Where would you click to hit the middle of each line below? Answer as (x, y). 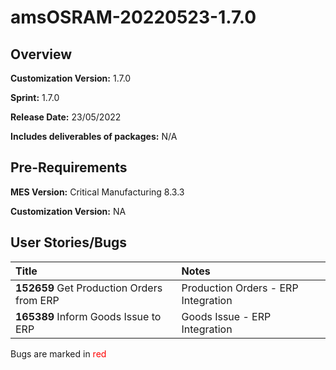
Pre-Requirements (69, 167)
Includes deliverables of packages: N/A (94, 136)
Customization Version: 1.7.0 (71, 78)
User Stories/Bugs (69, 242)
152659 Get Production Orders (89, 288)
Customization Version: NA (68, 211)
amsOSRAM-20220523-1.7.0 (133, 17)
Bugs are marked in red (58, 353)
